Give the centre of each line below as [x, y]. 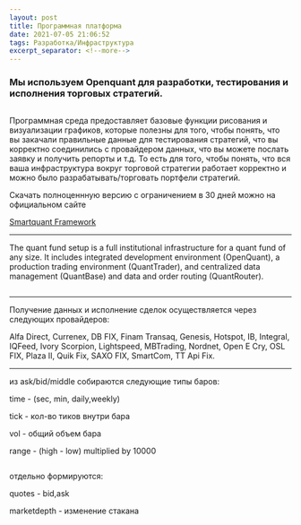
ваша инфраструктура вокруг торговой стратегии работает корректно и [148, 168]
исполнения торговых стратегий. [86, 93]
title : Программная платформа [66, 26]
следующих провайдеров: [60, 320]
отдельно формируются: [56, 477]
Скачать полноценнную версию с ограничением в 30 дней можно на [142, 195]
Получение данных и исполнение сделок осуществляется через [133, 310]
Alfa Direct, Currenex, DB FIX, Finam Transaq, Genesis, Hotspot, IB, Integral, [150, 337]
